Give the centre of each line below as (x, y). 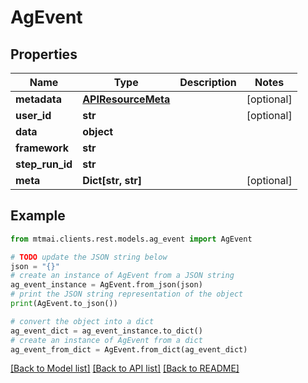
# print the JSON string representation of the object (127, 294)
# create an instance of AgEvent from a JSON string (122, 276)
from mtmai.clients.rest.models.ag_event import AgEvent (131, 239)
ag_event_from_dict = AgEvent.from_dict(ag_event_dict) (129, 349)
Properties (44, 54)
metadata (38, 99)
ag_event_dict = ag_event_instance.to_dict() (106, 331)
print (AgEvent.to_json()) (64, 304)
